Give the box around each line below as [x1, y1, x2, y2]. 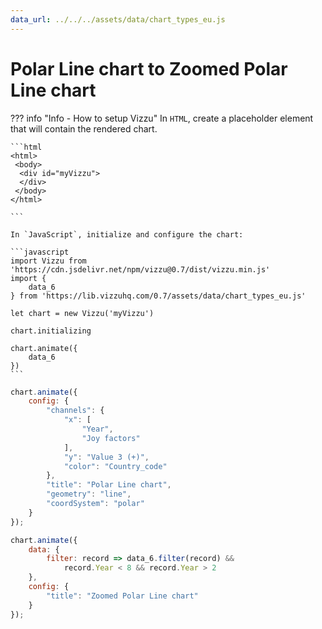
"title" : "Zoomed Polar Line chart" [46, 591, 199, 601]
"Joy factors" [81, 433, 141, 443]
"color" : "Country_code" [63, 461, 168, 471]
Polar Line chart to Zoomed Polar [10, 57, 288, 80]
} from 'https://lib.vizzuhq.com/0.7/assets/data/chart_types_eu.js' [10, 291, 307, 301]
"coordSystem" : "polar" [46, 499, 145, 509]
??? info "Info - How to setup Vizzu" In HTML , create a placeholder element [10, 112, 314, 124]
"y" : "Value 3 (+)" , [63, 452, 150, 462]
